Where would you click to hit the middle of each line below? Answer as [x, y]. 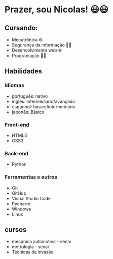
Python [19, 164]
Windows [21, 209]
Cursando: [21, 28]
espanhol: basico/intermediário [43, 107]
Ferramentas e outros [31, 177]
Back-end [17, 153]
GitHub [19, 193]
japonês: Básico [28, 112]
